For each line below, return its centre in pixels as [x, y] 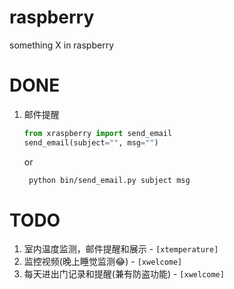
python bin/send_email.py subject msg [109, 180]
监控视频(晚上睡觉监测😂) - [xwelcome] [103, 262]
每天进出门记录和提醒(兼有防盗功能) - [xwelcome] [124, 274]
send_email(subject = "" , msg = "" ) [91, 142]
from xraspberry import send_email [98, 133]
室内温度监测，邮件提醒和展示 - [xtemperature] [121, 249]
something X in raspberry [62, 45]
